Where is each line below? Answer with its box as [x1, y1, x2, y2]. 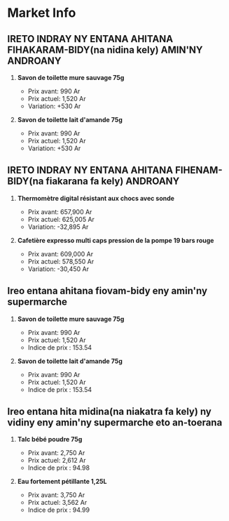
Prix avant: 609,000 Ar [27, 249, 93, 258]
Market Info [7, 5, 76, 21]
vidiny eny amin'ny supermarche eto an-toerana [7, 416, 223, 429]
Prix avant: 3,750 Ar [27, 491, 85, 499]
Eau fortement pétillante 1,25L [17, 477, 107, 486]
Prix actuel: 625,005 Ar [27, 215, 95, 223]
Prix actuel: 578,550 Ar [27, 257, 95, 265]
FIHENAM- [174, 164, 223, 176]
